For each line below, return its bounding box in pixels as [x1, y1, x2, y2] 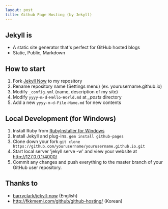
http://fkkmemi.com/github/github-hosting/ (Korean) [12, 198, 123, 204]
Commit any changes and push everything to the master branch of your [12, 159, 163, 165]
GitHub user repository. [12, 164, 62, 170]
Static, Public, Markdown [12, 50, 65, 56]
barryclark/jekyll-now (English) [12, 192, 78, 198]
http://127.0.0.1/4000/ [12, 153, 58, 160]
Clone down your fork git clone [12, 138, 80, 145]
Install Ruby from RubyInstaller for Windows [12, 127, 105, 133]
